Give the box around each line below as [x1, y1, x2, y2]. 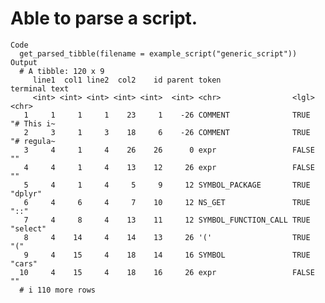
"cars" [10, 258, 38, 269]
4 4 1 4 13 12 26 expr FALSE [23, 162, 315, 172]
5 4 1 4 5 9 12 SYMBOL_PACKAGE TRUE [23, 180, 311, 190]
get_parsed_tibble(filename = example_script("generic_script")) [19, 48, 298, 59]
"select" [10, 223, 47, 234]
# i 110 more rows [19, 285, 97, 295]
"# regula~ [10, 136, 56, 146]
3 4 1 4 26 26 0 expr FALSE [23, 145, 315, 155]
